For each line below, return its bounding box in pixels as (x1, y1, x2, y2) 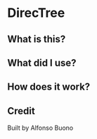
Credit (7, 104, 35, 117)
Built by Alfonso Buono (7, 123, 74, 132)
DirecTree (7, 5, 65, 21)
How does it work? (7, 81, 91, 93)
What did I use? (7, 56, 77, 68)
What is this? (7, 33, 66, 45)
